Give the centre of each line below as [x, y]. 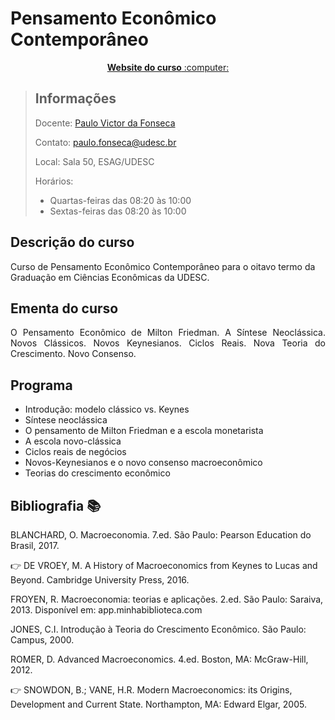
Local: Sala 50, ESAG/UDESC [94, 161]
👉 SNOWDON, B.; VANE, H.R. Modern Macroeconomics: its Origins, [151, 690]
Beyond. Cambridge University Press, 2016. [100, 580]
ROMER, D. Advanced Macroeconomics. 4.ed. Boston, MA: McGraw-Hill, [159, 659]
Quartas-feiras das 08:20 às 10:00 [120, 200]
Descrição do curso [72, 242]
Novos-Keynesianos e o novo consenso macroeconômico [143, 463]
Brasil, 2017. [35, 545]
